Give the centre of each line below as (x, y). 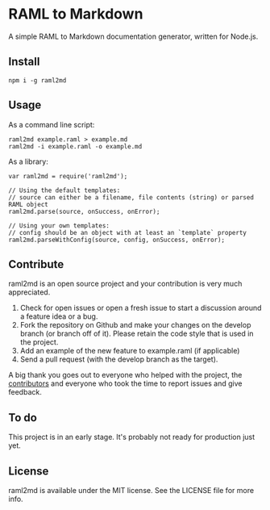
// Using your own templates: (59, 226)
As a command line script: (52, 124)
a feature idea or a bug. (59, 316)
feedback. (25, 392)
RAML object (28, 204)
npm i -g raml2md (37, 80)
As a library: (28, 161)
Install (24, 62)
